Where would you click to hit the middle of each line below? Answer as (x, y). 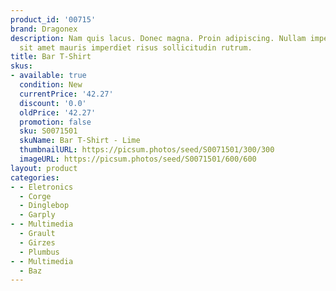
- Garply (37, 215)
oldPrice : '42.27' (58, 112)
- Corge (35, 196)
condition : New (51, 85)
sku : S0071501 (48, 131)
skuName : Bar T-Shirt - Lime (80, 141)
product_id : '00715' (53, 19)
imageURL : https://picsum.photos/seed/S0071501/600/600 (138, 159)
